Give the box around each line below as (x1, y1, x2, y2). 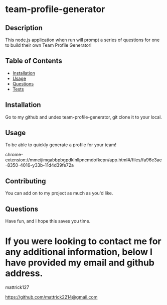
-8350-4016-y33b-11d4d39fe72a (5, 162, 74, 168)
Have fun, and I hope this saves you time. (5, 218, 91, 224)
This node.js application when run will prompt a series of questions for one (5, 37, 160, 43)
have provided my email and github (5, 257, 154, 268)
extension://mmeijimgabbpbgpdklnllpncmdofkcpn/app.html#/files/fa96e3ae (5, 157, 162, 163)
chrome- (5, 152, 24, 158)
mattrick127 (5, 284, 29, 290)
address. (5, 268, 43, 279)
